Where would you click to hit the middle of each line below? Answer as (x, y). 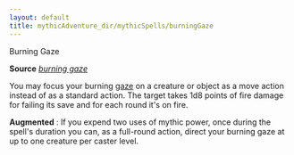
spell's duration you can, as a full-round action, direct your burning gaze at (147, 131)
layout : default (39, 17)
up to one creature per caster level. (74, 141)
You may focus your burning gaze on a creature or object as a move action (147, 86)
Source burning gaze (48, 69)
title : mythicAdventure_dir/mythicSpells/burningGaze (112, 26)
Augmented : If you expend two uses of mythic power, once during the (140, 122)
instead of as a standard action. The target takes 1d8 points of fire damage (147, 95)
